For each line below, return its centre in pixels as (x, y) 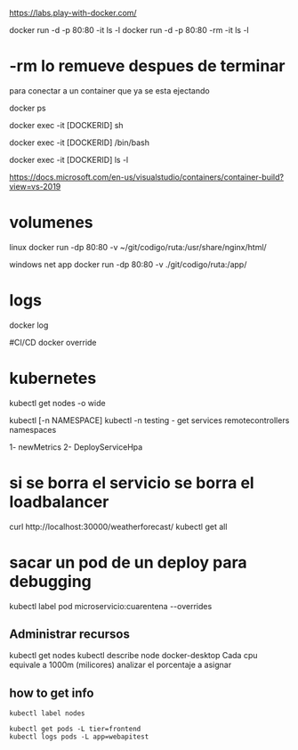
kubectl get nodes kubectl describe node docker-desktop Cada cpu (133, 656)
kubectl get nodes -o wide (57, 403)
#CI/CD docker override (53, 342)
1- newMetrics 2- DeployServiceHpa (76, 447)
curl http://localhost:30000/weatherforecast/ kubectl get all (118, 526)
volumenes (51, 223)
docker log (29, 325)
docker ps (28, 108)
